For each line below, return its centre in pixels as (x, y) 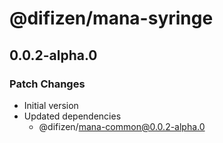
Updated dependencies (72, 116)
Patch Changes (47, 84)
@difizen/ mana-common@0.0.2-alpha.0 (122, 126)
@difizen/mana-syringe (111, 18)
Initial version (51, 105)
